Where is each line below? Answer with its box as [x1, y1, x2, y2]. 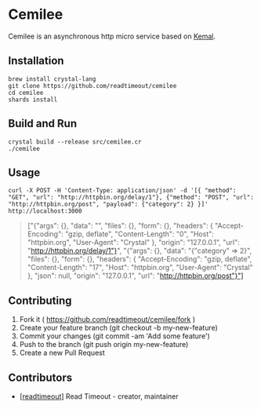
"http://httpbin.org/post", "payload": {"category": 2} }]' [8, 200, 209, 209]
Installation [8, 54, 64, 68]
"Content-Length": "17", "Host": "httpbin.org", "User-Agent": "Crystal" [27, 263, 253, 272]
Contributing [8, 294, 72, 307]
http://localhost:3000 [8, 207, 82, 215]
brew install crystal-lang [8, 75, 96, 83]
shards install [8, 96, 58, 104]
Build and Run [8, 117, 77, 130]
